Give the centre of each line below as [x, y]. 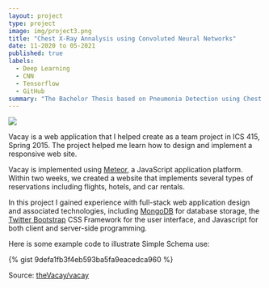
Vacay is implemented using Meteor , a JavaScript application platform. [126, 170]
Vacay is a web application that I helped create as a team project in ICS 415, [134, 137]
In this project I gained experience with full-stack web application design [129, 202]
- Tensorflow [38, 83]
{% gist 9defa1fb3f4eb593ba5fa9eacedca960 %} [91, 260]
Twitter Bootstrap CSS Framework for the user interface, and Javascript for [133, 220]
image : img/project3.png [50, 31]
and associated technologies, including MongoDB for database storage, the [134, 211]
